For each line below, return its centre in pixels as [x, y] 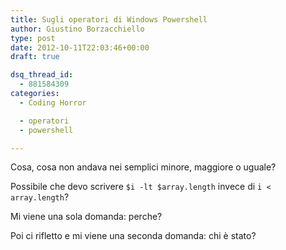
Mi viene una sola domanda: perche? [86, 217]
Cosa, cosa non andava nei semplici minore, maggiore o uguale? [143, 167]
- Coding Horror [53, 102]
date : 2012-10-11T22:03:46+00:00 [80, 47]
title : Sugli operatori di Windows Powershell [109, 19]
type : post [33, 38]
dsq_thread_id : [42, 75]
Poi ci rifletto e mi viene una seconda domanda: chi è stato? [133, 236]
